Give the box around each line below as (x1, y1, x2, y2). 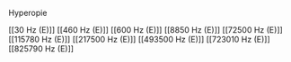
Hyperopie (8, 8, 48, 18)
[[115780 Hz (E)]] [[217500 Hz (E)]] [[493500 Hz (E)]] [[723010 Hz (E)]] (8, 35, 270, 44)
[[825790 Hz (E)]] (8, 43, 74, 54)
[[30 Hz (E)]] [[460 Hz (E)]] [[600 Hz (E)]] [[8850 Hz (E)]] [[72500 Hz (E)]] (8, 25, 284, 35)
